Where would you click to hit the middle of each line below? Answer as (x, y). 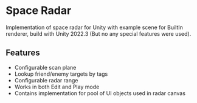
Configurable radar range (46, 80)
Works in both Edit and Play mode (57, 87)
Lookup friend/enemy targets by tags (61, 74)
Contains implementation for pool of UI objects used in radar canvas (100, 93)
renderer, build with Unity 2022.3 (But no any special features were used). (98, 33)
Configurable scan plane (45, 67)
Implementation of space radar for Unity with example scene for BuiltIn (95, 27)
